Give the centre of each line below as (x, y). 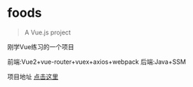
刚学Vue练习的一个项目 (41, 46)
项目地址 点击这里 (33, 76)
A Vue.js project (48, 32)
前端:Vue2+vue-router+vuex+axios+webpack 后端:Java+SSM (96, 62)
